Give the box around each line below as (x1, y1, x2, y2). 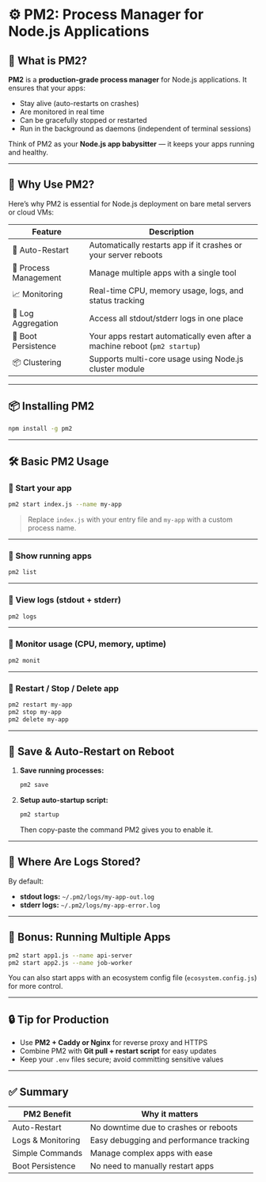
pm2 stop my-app (8, 708, 62, 716)
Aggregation (12, 317, 59, 329)
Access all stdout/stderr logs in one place (89, 313, 244, 324)
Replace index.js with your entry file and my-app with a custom (27, 515, 234, 524)
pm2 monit (8, 656, 41, 664)
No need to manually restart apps (89, 1161, 215, 1172)
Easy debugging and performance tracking (89, 1134, 250, 1146)
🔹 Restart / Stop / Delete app (8, 682, 120, 694)
